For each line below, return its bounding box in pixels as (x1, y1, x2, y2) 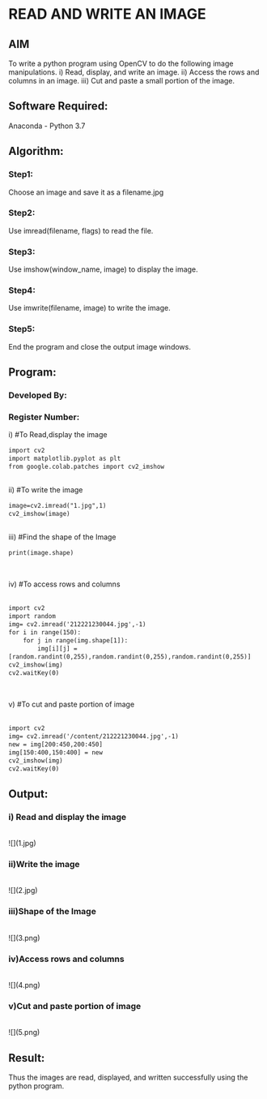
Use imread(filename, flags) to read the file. (8, 225, 154, 235)
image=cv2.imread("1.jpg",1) (8, 502, 107, 510)
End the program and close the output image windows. (8, 341, 192, 351)
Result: (8, 1051, 45, 1065)
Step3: (8, 246, 36, 257)
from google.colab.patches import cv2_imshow (8, 463, 164, 471)
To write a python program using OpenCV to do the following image (8, 58, 234, 68)
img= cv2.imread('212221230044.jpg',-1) (8, 620, 147, 629)
